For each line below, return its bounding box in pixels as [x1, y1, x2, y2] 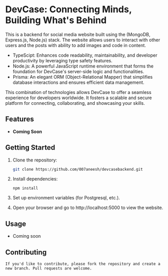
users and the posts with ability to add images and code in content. [5, 42, 146, 48]
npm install [12, 186, 38, 191]
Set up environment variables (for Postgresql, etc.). [12, 195, 120, 201]
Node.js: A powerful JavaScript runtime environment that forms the [12, 63, 154, 69]
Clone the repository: [12, 157, 58, 163]
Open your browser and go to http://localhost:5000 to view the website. [12, 204, 163, 211]
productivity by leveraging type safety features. [12, 57, 113, 63]
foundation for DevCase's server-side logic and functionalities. [12, 68, 145, 75]
